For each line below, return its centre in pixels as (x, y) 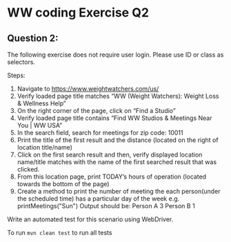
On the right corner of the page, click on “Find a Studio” (96, 111)
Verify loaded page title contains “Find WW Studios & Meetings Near (114, 118)
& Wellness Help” (42, 103)
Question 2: (33, 38)
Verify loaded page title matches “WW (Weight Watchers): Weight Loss (118, 96)
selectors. (21, 62)
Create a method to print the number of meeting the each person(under (119, 191)
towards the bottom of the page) (63, 184)
